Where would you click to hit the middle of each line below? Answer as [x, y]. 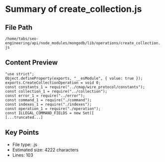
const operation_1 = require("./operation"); [53, 108]
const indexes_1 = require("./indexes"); [49, 104]
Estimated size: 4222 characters [45, 150]
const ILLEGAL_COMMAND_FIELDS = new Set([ [50, 113]
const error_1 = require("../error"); [45, 96]
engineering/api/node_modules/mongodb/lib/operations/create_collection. [83, 43]
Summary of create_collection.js [74, 9]
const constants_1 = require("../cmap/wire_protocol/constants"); [75, 87]
